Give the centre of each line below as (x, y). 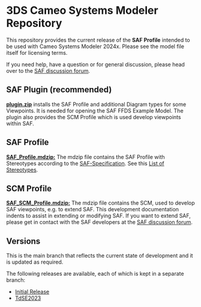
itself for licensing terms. (37, 52)
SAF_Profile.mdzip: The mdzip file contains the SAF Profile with (85, 157)
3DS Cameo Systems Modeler (82, 11)
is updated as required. (35, 262)
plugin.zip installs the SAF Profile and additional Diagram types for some (96, 104)
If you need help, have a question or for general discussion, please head (95, 64)
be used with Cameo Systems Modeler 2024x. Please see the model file (95, 46)
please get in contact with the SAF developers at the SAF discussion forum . (100, 222)
